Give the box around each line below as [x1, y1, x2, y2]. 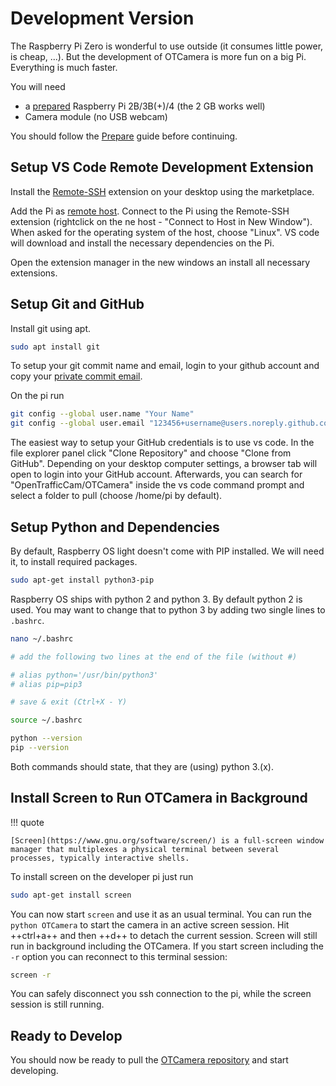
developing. [10, 1065, 59, 1077]
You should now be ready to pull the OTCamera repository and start [10, 1054, 289, 1066]
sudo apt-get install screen [10, 890, 132, 900]
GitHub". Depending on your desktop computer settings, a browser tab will [10, 458, 318, 470]
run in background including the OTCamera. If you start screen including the [10, 940, 324, 952]
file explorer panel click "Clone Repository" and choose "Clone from [10, 447, 292, 459]
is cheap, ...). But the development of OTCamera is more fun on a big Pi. [10, 50, 307, 62]
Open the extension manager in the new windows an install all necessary [10, 256, 311, 268]
